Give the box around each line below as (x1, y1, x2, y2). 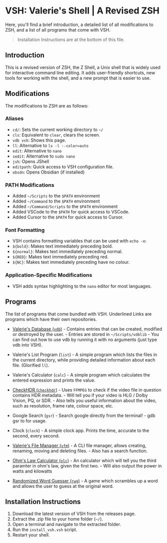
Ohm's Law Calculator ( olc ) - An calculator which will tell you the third (12, 457, 157, 463)
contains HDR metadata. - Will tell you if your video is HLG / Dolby (12, 392, 148, 398)
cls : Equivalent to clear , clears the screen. (12, 131, 101, 137)
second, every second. (12, 432, 60, 438)
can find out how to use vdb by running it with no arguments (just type (12, 336, 157, 342)
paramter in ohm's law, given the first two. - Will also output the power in (12, 462, 162, 468)
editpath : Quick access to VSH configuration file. (12, 163, 114, 169)
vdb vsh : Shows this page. (12, 137, 66, 143)
